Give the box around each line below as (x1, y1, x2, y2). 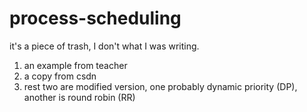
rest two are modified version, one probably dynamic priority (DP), (23, 80, 298, 92)
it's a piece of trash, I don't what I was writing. (9, 40, 200, 52)
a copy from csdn (23, 70, 97, 82)
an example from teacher (23, 59, 128, 71)
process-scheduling (9, 7, 182, 30)
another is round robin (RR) (23, 91, 136, 103)
